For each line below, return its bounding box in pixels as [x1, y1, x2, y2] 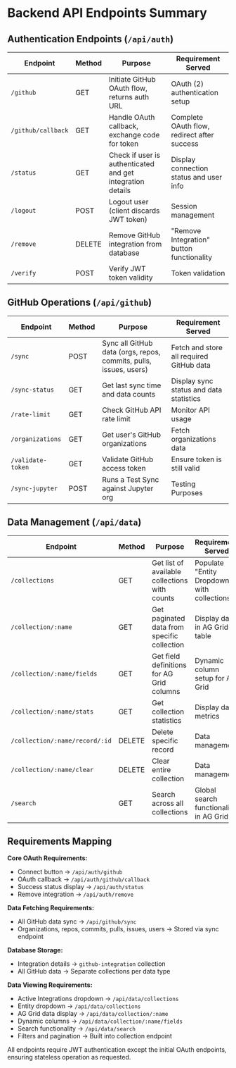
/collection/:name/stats [11, 707, 94, 716]
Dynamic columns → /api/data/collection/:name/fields [17, 1017, 183, 1026]
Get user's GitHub [101, 430, 162, 440]
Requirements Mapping [7, 836, 112, 847]
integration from [108, 240, 162, 249]
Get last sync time [101, 380, 162, 390]
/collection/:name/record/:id [11, 736, 112, 745]
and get [108, 168, 135, 178]
